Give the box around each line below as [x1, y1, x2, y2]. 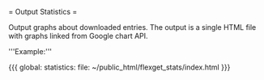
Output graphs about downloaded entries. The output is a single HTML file [8, 23, 257, 32]
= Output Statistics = [8, 7, 78, 16]
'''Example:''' [8, 47, 53, 56]
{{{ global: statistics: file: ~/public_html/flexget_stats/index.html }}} [8, 62, 231, 72]
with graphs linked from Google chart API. [8, 32, 148, 40]
